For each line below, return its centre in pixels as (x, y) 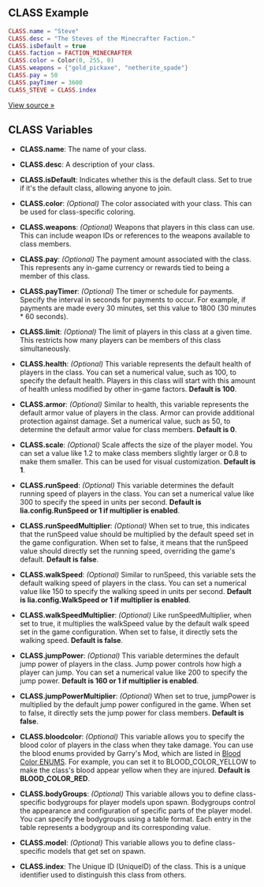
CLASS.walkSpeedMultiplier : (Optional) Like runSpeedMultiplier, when (136, 615)
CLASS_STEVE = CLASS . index (52, 90)
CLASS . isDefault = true (47, 46)
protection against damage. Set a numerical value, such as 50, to (125, 421)
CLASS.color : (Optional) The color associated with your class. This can (136, 203)
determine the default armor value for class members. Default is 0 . (128, 429)
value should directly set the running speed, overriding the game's (127, 551)
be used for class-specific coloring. (77, 212)
